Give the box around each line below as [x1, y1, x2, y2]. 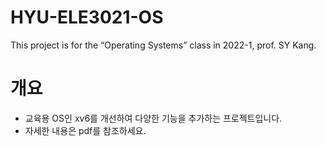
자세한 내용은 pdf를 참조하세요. [24, 124, 147, 136]
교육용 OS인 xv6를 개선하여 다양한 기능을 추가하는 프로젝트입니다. [24, 112, 283, 124]
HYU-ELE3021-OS [10, 6, 164, 29]
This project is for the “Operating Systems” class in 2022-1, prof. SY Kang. [10, 39, 317, 51]
